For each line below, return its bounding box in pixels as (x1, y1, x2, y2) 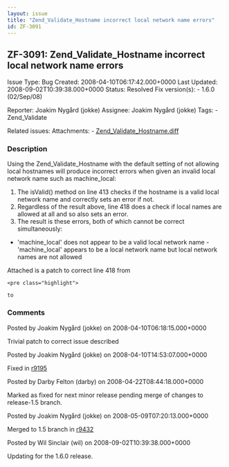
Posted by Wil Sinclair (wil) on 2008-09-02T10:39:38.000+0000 (7, 438, 191, 447)
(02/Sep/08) (7, 93, 43, 101)
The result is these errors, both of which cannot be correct (17, 218, 185, 226)
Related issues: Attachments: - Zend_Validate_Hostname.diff (7, 127, 179, 135)
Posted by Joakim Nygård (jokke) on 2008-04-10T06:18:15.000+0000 (7, 324, 207, 332)
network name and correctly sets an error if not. (17, 195, 154, 204)
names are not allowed (17, 253, 82, 261)
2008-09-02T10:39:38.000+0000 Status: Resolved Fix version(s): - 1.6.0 (7, 85, 215, 94)
